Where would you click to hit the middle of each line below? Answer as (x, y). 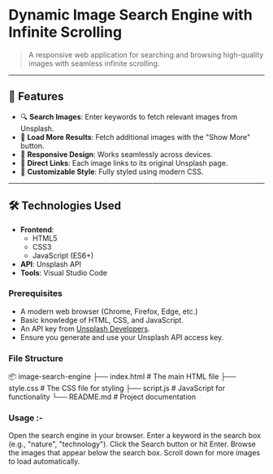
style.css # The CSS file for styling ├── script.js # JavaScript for (117, 389)
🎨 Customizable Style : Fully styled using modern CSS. (112, 172)
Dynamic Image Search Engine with (131, 15)
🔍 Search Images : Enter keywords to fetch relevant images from (129, 116)
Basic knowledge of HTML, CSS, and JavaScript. (102, 320)
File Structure (36, 358)
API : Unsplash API (51, 264)
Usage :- (26, 418)
